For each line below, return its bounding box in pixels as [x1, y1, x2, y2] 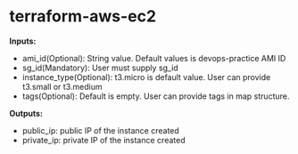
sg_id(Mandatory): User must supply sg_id [21, 62, 178, 73]
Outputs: [9, 108, 43, 118]
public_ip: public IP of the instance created [21, 125, 180, 135]
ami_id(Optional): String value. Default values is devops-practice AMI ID [21, 53, 286, 63]
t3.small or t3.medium [21, 81, 103, 92]
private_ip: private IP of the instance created [21, 134, 186, 145]
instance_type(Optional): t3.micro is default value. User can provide [21, 71, 271, 82]
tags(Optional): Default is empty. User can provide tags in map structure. [21, 91, 290, 101]
